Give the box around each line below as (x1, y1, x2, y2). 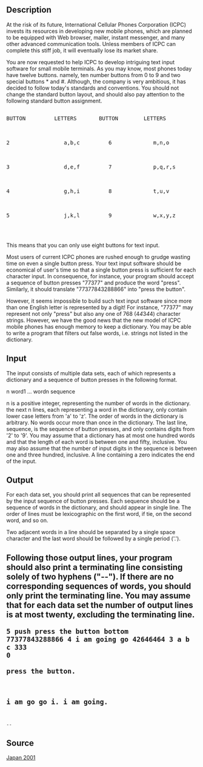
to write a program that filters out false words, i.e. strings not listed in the (6, 329, 188, 337)
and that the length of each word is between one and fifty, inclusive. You (6, 438, 187, 445)
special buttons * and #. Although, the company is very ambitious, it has (6, 78, 186, 85)
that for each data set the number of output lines (6, 600, 194, 610)
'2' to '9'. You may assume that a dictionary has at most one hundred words (6, 432, 195, 439)
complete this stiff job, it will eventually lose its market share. (6, 47, 158, 54)
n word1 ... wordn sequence (6, 387, 76, 395)
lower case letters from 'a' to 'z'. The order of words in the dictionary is (6, 412, 184, 420)
